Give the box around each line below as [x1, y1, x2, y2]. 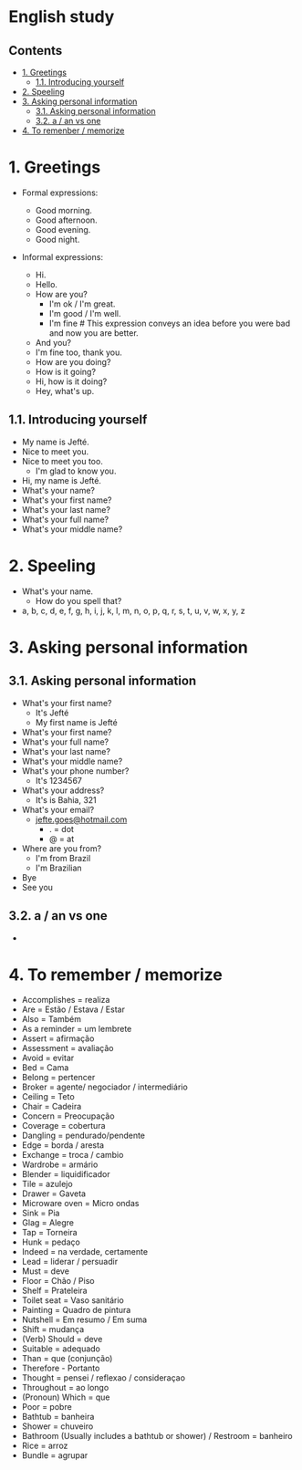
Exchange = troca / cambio [21, 1150, 124, 1161]
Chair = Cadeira [21, 1101, 82, 1112]
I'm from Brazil [35, 852, 91, 863]
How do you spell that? [35, 595, 122, 606]
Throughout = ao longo [21, 1382, 109, 1393]
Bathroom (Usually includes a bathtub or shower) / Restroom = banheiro [21, 1431, 293, 1442]
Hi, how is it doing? [35, 376, 108, 387]
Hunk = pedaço [21, 1236, 81, 1247]
